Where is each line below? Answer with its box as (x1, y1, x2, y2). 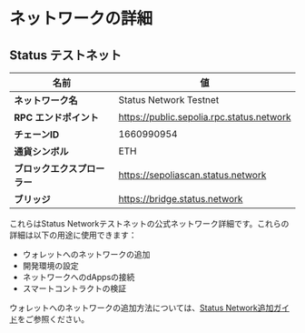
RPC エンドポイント (14, 111, 100, 124)
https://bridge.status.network (118, 193, 243, 205)
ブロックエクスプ (14, 163, 87, 175)
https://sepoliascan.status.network (118, 169, 267, 181)
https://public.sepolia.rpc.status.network (118, 111, 291, 123)
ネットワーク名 (14, 95, 79, 106)
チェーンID (14, 128, 60, 141)
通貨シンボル (14, 146, 70, 157)
